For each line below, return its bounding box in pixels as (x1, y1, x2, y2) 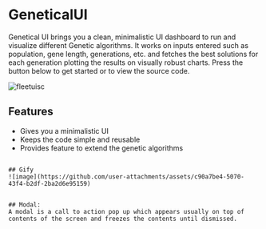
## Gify (8, 166, 34, 174)
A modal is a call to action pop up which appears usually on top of (8, 207, 245, 215)
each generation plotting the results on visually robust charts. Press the (8, 58, 244, 67)
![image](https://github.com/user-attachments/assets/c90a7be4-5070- (8, 172, 245, 181)
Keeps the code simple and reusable (19, 135, 141, 144)
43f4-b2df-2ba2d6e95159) (8, 179, 91, 187)
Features (8, 105, 54, 119)
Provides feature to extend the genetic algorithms (19, 143, 184, 153)
